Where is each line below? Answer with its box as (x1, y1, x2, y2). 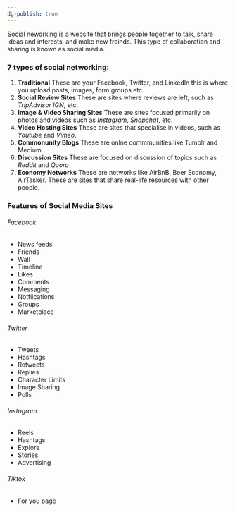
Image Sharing (17, 383, 61, 391)
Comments (17, 278, 50, 286)
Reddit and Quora (17, 160, 69, 169)
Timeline (17, 262, 43, 272)
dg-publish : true (7, 10, 58, 18)
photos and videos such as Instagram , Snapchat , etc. (17, 116, 174, 124)
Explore (17, 444, 40, 452)
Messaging (17, 285, 51, 293)
